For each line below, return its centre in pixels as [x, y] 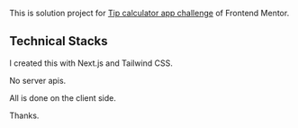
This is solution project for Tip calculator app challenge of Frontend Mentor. [149, 13]
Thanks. [24, 115]
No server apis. [38, 80]
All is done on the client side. [63, 97]
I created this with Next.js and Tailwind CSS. [91, 63]
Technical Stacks [59, 41]
